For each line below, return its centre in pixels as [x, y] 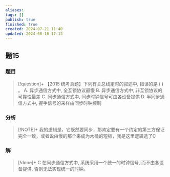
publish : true [20, 19]
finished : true [22, 24]
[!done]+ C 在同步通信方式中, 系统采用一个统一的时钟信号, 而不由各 [89, 163]
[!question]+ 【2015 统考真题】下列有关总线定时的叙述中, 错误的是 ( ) [91, 84]
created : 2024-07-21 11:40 [34, 29]
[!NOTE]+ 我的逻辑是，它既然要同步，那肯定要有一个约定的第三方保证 [91, 129]
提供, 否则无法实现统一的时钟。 [55, 169]
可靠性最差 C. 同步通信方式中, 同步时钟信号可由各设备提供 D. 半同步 [89, 96]
